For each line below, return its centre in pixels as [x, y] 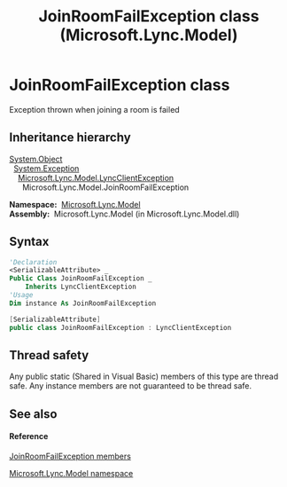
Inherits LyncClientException [81, 287]
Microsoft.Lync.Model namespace [71, 473]
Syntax [29, 242]
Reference [29, 436]
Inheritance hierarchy [70, 138]
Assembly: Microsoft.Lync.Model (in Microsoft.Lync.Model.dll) [124, 214]
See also [33, 414]
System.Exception [46, 168]
